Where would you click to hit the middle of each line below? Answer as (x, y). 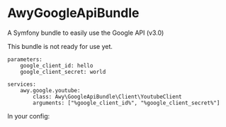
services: (22, 84)
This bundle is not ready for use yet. (60, 46)
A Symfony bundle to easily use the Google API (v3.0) (86, 33)
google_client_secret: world (63, 72)
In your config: (29, 116)
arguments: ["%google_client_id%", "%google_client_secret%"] (126, 103)
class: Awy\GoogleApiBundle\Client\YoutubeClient (107, 96)
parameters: (25, 59)
